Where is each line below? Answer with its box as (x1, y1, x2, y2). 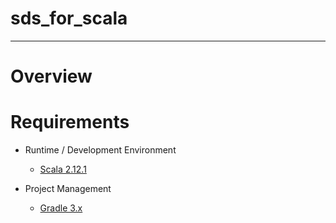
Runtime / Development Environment (24, 144, 177, 156)
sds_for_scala (10, 7, 128, 30)
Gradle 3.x (39, 202, 83, 214)
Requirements (10, 111, 130, 134)
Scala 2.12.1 (39, 163, 87, 176)
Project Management (24, 183, 112, 195)
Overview (10, 65, 93, 88)
